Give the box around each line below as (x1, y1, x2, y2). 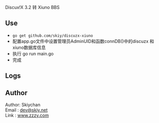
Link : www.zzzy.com (5, 113, 49, 119)
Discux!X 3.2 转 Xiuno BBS (5, 4, 60, 10)
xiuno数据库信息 (12, 44, 46, 50)
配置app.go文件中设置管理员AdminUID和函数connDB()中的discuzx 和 (12, 38, 155, 44)
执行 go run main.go (12, 50, 54, 56)
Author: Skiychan (5, 102, 41, 108)
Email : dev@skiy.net (5, 107, 48, 113)
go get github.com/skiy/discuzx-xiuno (12, 33, 93, 38)
